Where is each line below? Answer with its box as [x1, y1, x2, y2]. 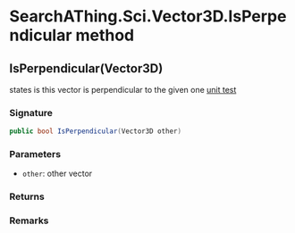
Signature [9, 106, 54, 119]
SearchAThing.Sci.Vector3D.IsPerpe [9, 6, 287, 27]
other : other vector [21, 168, 93, 179]
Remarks [9, 214, 49, 227]
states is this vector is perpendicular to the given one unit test [9, 85, 237, 95]
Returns [9, 190, 45, 203]
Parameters [9, 148, 61, 161]
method [75, 25, 135, 46]
